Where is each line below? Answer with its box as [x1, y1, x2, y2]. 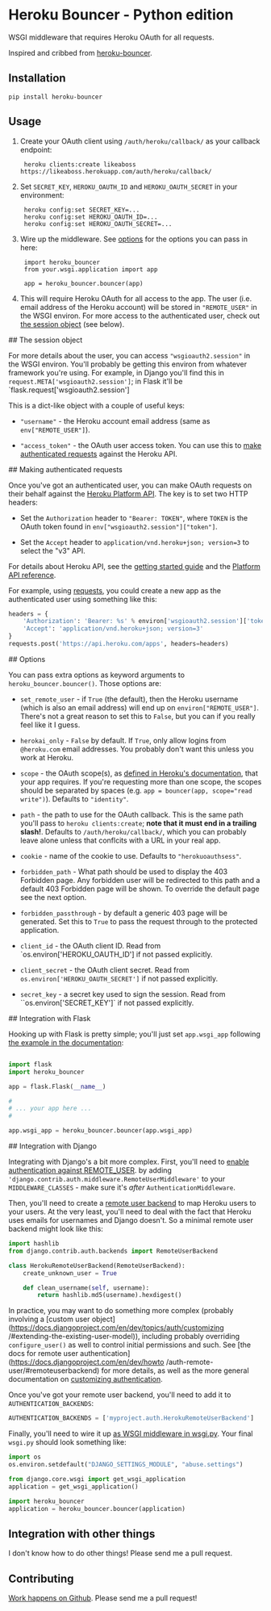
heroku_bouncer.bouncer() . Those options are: [8, 678, 162, 688]
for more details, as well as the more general [101, 1366, 249, 1375]
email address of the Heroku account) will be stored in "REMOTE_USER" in [19, 302, 257, 312]
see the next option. [19, 892, 87, 902]
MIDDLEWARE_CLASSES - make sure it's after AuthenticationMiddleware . [8, 1182, 236, 1192]
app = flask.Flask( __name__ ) [8, 1082, 106, 1090]
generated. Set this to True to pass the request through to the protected [19, 916, 258, 926]
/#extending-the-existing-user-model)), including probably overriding [8, 1332, 240, 1341]
